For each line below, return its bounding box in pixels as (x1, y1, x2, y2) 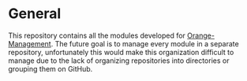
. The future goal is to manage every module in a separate (51, 39, 239, 48)
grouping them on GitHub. (8, 64, 93, 73)
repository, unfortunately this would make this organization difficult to (8, 47, 234, 57)
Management (8, 39, 51, 48)
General (8, 5, 62, 23)
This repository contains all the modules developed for (8, 31, 185, 40)
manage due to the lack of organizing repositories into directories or (8, 56, 230, 65)
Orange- (186, 31, 215, 40)
